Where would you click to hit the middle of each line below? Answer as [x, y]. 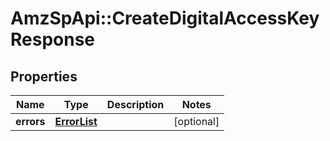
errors [30, 121]
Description [135, 104]
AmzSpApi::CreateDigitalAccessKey [165, 18]
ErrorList [76, 121]
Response [53, 39]
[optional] [196, 121]
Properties [44, 76]
